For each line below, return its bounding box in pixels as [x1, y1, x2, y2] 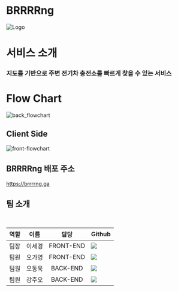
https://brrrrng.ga [6, 180, 50, 187]
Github [90, 230, 111, 239]
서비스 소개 [6, 46, 58, 60]
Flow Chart [6, 92, 62, 106]
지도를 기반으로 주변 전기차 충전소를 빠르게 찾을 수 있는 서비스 [6, 70, 172, 78]
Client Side [6, 129, 48, 139]
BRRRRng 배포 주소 [6, 164, 75, 174]
